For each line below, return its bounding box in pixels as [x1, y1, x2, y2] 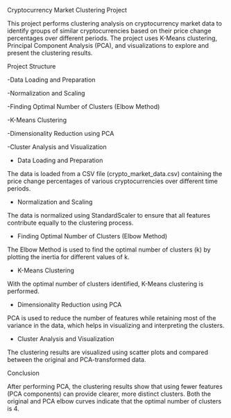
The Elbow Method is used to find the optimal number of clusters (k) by [7, 245, 211, 254]
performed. [7, 287, 40, 295]
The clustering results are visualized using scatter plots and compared [7, 348, 209, 356]
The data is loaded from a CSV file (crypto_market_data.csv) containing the [7, 170, 223, 177]
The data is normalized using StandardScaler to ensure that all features [7, 211, 210, 219]
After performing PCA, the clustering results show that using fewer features [7, 383, 223, 390]
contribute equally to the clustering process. [7, 218, 134, 227]
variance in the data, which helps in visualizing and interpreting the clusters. [7, 322, 225, 329]
